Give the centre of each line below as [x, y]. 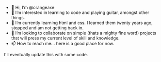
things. [18, 18]
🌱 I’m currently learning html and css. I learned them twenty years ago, [82, 23]
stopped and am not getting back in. [47, 28]
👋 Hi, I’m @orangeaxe [33, 7]
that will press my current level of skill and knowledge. [65, 38]
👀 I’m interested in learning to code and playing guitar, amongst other [80, 12]
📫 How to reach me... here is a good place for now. [63, 43]
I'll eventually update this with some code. [46, 55]
